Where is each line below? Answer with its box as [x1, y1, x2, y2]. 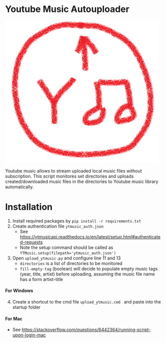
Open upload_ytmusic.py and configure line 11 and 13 [12, 255, 121, 261]
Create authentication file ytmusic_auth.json [12, 223, 104, 229]
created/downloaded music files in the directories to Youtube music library [5, 178, 159, 184]
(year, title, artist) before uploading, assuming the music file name [19, 271, 155, 277]
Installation [5, 201, 53, 213]
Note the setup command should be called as [19, 244, 114, 250]
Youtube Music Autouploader [5, 3, 130, 15]
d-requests [19, 239, 43, 245]
